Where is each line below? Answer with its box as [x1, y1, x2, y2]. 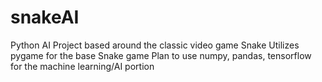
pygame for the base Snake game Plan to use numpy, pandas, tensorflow [10, 49, 312, 61]
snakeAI [10, 6, 80, 29]
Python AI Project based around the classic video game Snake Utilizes [10, 39, 300, 51]
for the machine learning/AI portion [10, 60, 155, 72]
